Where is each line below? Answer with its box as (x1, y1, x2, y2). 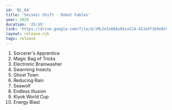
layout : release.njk (6, 31, 50, 36)
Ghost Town (13, 72, 39, 78)
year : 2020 (6, 17, 29, 22)
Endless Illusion (13, 88, 46, 94)
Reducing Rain (13, 77, 44, 83)
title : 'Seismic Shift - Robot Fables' (6, 12, 91, 17)
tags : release (6, 36, 36, 41)
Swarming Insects (13, 66, 52, 72)
